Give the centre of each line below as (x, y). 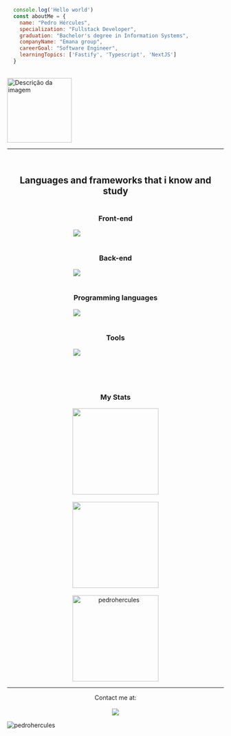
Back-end (115, 258)
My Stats (115, 397)
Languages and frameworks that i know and (115, 180)
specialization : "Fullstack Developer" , (78, 29)
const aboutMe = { (40, 16)
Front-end (115, 218)
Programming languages (115, 298)
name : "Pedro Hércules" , (55, 23)
